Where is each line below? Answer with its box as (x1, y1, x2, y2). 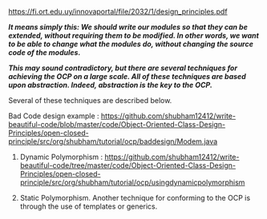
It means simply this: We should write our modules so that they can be (8, 22, 249, 31)
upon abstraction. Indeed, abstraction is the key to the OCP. (8, 80, 212, 90)
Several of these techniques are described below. (8, 96, 172, 105)
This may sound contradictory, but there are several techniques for (8, 63, 238, 73)
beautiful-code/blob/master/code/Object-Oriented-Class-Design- (8, 120, 226, 129)
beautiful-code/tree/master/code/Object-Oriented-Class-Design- (19, 161, 237, 170)
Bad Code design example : (8, 111, 99, 121)
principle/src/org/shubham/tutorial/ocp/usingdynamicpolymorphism (19, 177, 245, 187)
